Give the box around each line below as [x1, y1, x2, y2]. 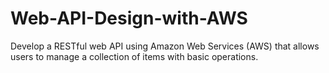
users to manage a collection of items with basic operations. [10, 50, 259, 62]
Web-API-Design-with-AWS [10, 7, 248, 30]
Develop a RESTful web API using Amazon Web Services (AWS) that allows [10, 40, 320, 52]
